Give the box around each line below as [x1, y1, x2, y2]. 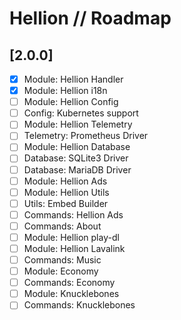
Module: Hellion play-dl [23, 231, 120, 243]
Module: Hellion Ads [23, 175, 108, 187]
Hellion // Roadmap [9, 7, 172, 30]
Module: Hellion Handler [23, 73, 124, 85]
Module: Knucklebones [23, 288, 120, 300]
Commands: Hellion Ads [23, 208, 124, 221]
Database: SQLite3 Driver [23, 152, 129, 164]
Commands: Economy [23, 277, 116, 289]
